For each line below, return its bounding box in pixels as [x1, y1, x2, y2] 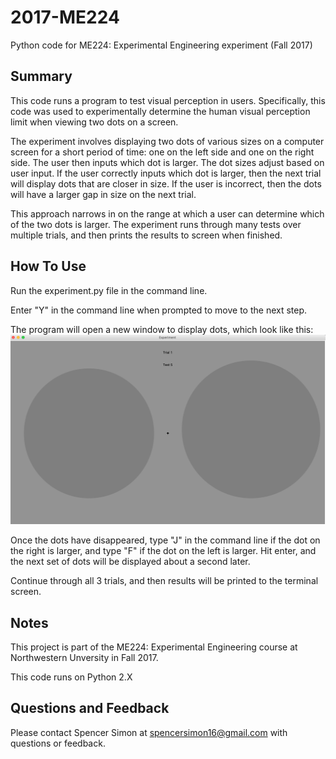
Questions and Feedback [10, 700, 170, 717]
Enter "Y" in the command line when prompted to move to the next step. [10, 304, 308, 316]
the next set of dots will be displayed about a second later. [10, 556, 251, 568]
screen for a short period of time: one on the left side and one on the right [10, 146, 315, 158]
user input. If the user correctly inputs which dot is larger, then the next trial [10, 167, 322, 179]
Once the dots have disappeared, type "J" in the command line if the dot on [10, 534, 321, 546]
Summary [10, 68, 73, 85]
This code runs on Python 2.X [10, 671, 133, 683]
